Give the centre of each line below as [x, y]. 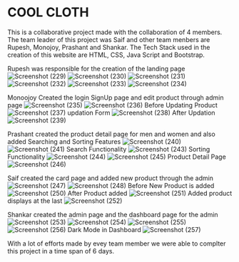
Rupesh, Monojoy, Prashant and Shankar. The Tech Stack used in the [109, 47]
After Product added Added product [150, 193]
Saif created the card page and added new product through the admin [111, 178]
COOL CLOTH [48, 12]
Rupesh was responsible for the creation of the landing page [96, 68]
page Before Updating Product [112, 105]
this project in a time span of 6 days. [61, 251]
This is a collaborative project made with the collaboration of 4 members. [115, 32]
